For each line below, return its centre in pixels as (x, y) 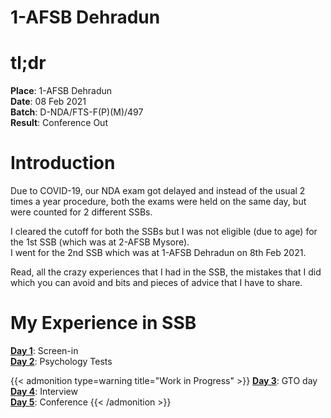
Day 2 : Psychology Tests (61, 361)
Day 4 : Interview (44, 391)
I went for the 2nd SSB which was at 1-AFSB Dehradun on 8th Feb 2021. (158, 253)
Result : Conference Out (59, 123)
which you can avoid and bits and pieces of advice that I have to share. (156, 283)
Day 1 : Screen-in (44, 350)
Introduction (63, 163)
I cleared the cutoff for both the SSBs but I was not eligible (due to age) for (164, 232)
